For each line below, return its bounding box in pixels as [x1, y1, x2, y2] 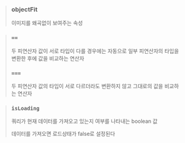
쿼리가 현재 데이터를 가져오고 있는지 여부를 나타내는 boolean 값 [11, 118, 158, 125]
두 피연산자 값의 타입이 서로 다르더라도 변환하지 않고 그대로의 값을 [11, 82, 164, 89]
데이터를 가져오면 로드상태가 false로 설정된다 [11, 130, 116, 138]
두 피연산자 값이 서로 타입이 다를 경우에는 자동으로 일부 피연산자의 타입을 [11, 47, 179, 54]
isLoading [11, 105, 40, 112]
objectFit [11, 5, 38, 14]
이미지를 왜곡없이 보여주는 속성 [11, 19, 83, 27]
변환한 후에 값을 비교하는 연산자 [11, 54, 84, 61]
